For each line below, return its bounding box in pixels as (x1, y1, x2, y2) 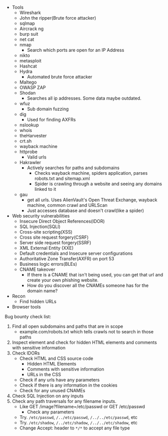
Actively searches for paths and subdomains (27, 165, 120, 171)
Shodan (19, 90, 36, 96)
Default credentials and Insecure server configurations (19, 250, 133, 256)
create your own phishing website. (27, 277, 99, 283)
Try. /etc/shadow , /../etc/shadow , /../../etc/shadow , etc (19, 420, 138, 425)
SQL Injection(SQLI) (19, 224, 61, 230)
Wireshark (19, 10, 41, 16)
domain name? (27, 288, 58, 294)
